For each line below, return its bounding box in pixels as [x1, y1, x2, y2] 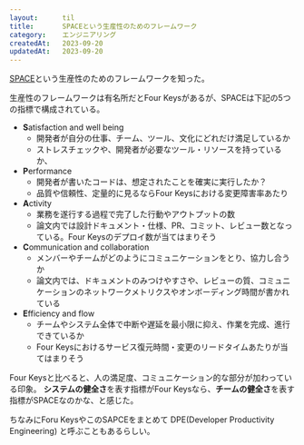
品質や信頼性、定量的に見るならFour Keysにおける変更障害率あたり [35, 188, 289, 199]
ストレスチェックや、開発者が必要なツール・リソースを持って [35, 144, 266, 155]
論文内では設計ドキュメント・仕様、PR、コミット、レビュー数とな [35, 220, 285, 232]
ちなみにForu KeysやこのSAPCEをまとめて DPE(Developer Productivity [9, 414, 275, 425]
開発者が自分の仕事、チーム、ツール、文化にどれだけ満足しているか [35, 133, 290, 143]
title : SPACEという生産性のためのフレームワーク [9, 22, 198, 31]
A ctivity [22, 198, 53, 209]
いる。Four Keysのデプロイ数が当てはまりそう [44, 232, 217, 242]
